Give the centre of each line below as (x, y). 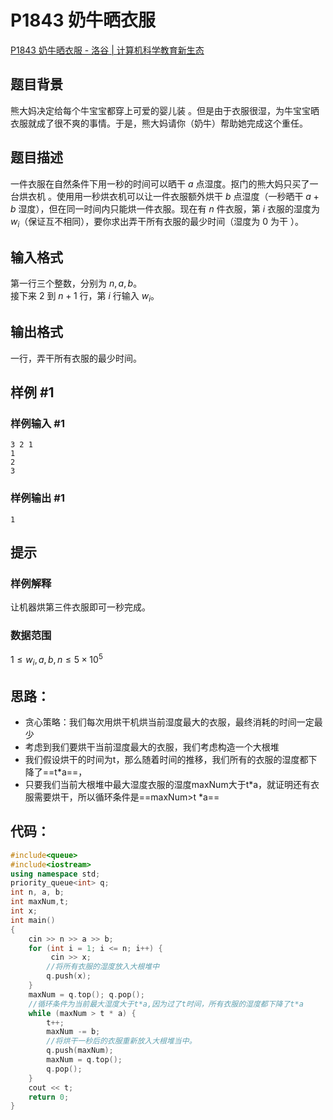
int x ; (24, 911)
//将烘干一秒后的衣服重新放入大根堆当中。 (121, 1041)
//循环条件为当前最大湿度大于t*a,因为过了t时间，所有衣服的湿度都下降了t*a (166, 1004)
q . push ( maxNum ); (80, 1051)
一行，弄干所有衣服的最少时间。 (76, 358)
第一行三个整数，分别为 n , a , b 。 (76, 283)
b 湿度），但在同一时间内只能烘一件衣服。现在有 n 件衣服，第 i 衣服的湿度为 (165, 208)
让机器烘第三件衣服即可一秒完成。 (80, 607)
